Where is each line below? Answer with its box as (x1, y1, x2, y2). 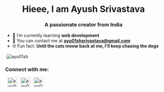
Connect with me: (5, 66, 49, 73)
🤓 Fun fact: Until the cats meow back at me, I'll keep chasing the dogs (12, 43, 159, 49)
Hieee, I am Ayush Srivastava (22, 3, 145, 15)
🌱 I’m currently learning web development (12, 32, 99, 38)
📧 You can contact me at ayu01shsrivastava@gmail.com (12, 38, 131, 44)
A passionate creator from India (44, 21, 123, 28)
